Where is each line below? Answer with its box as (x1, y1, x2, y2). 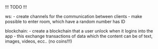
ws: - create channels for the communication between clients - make (5, 14, 143, 19)
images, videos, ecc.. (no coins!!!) (5, 38, 72, 44)
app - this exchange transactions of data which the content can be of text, (5, 33, 153, 39)
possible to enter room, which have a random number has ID (5, 19, 126, 24)
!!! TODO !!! (5, 4, 28, 10)
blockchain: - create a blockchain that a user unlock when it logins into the (5, 28, 153, 33)
